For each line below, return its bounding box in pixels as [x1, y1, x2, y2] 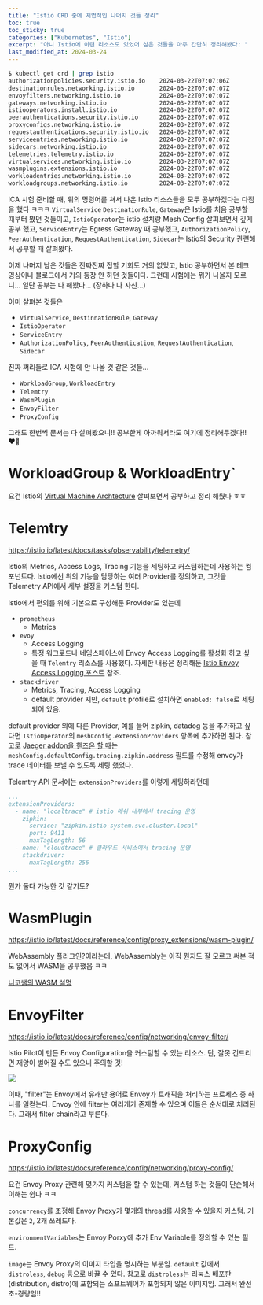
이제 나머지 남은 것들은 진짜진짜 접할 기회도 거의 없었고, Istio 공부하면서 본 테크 [8, 261, 250, 270]
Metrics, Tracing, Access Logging [31, 685, 141, 694]
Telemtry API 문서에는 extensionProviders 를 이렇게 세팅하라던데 [8, 777, 210, 786]
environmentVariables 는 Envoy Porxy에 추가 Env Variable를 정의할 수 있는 [8, 1233, 241, 1242]
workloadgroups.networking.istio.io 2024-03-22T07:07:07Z [8, 179, 230, 187]
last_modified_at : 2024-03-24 [8, 48, 108, 56]
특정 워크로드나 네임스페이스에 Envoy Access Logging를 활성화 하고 [31, 648, 242, 657]
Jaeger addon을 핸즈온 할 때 [22, 741, 112, 750]
